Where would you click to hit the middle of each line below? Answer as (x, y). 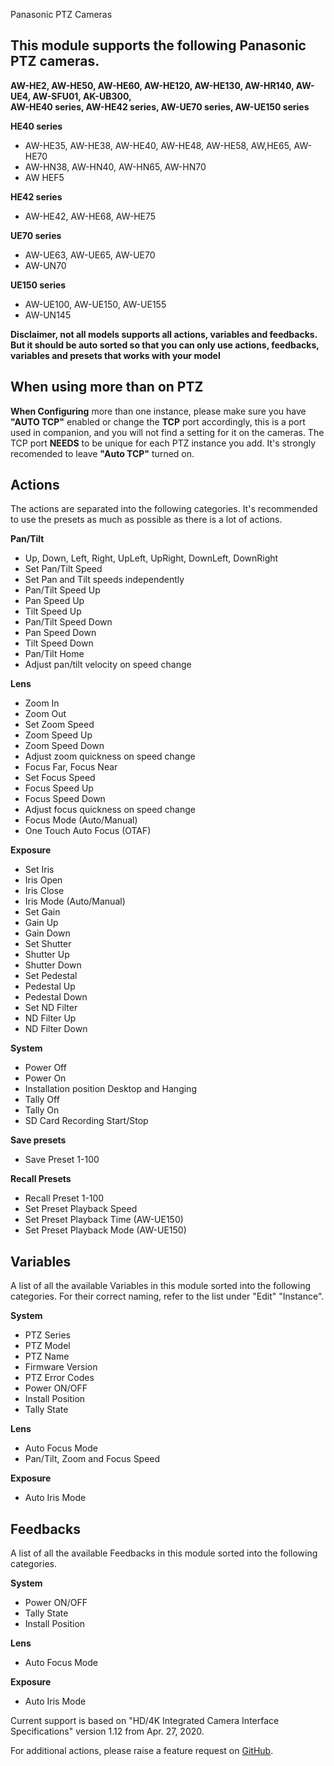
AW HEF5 (44, 177)
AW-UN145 (48, 315)
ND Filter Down (56, 1029)
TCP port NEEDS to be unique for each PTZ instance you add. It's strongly (163, 443)
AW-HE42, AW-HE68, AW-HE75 (90, 216)
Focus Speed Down (65, 799)
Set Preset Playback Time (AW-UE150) (104, 1220)
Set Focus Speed (60, 778)
